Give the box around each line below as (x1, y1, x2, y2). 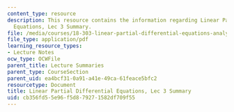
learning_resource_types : (7, 42, 82, 49)
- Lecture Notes (7, 49, 54, 56)
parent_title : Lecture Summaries (7, 62, 104, 69)
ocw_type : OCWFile (7, 56, 61, 63)
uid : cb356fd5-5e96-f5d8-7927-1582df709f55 (7, 95, 136, 102)
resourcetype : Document (7, 81, 77, 88)
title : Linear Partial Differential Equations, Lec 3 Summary (7, 88, 192, 95)
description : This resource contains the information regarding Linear (7, 17, 219, 24)
